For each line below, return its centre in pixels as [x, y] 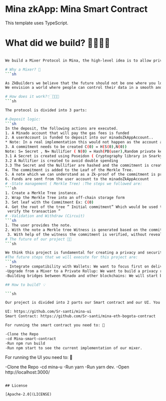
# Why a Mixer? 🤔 [23, 69]
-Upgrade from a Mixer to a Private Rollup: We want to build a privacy [82, 271]
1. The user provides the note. [38, 225]
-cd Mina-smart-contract [31, 338]
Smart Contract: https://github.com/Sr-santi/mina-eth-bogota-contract [80, 316]
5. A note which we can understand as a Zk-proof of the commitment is [80, 175]
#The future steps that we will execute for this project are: [72, 257]
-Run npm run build [25, 343]
